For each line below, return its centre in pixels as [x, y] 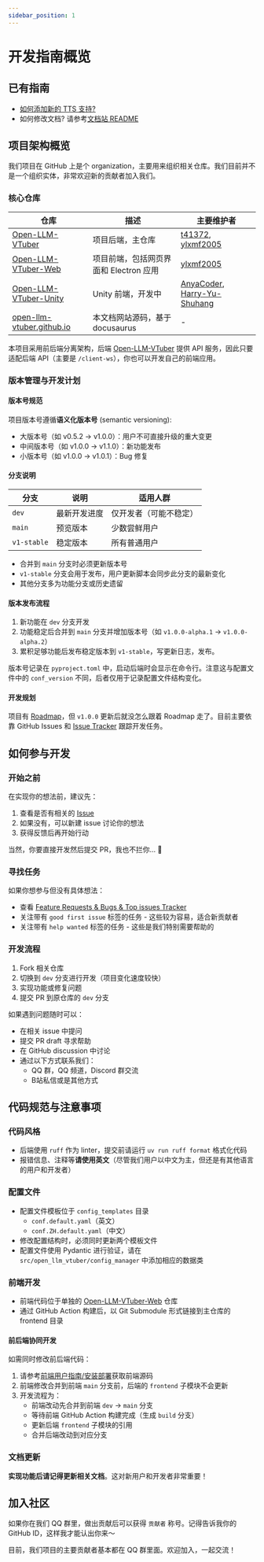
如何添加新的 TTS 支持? [57, 109]
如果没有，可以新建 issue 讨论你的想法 [82, 823]
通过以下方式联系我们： [57, 1060]
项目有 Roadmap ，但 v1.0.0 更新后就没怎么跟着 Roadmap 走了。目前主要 [126, 716]
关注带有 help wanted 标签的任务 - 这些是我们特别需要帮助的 [117, 927]
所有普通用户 [135, 543]
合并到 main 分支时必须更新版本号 [73, 564]
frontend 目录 [42, 1321]
